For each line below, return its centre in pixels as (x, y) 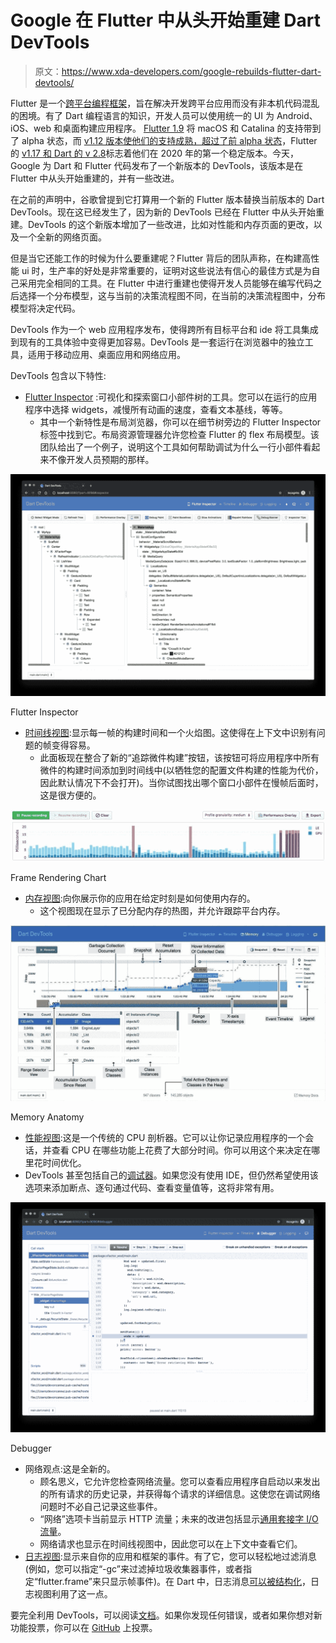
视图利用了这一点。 (73, 1593)
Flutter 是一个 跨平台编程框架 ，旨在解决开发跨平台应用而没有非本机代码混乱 (165, 103)
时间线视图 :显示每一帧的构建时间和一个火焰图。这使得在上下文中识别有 (170, 733)
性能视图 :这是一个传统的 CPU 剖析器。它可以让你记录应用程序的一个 (165, 1137)
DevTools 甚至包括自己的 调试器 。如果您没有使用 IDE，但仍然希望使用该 (171, 1175)
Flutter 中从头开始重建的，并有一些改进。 (95, 178)
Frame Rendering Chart (58, 877)
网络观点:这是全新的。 (70, 1468)
